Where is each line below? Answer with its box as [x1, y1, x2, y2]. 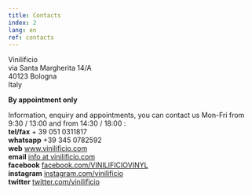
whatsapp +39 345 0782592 [8, 135, 102, 145]
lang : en [8, 26, 37, 34]
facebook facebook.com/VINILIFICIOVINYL [8, 160, 148, 170]
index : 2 [8, 19, 37, 27]
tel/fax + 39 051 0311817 [8, 127, 88, 137]
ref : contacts [8, 33, 55, 42]
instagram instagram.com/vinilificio [8, 169, 124, 178]
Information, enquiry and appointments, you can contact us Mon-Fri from [8, 111, 245, 120]
